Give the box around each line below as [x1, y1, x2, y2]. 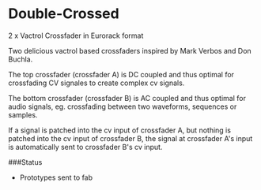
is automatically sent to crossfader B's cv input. [8, 142, 163, 151]
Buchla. [8, 54, 33, 64]
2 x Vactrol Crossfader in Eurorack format [8, 31, 144, 40]
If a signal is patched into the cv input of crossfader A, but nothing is [8, 125, 232, 135]
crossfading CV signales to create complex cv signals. [8, 78, 185, 88]
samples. [8, 110, 38, 119]
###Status [8, 157, 43, 166]
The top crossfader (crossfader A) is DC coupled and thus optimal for [8, 69, 235, 79]
